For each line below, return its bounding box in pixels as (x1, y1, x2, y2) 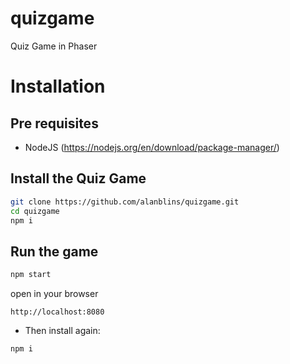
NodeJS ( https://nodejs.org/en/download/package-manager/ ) (24, 141, 280, 153)
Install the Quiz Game (10, 170, 147, 187)
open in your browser (10, 288, 99, 300)
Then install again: (24, 325, 101, 337)
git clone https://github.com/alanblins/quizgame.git (10, 197, 240, 207)
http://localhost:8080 (10, 307, 105, 317)
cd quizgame (10, 206, 60, 216)
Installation (10, 75, 106, 98)
